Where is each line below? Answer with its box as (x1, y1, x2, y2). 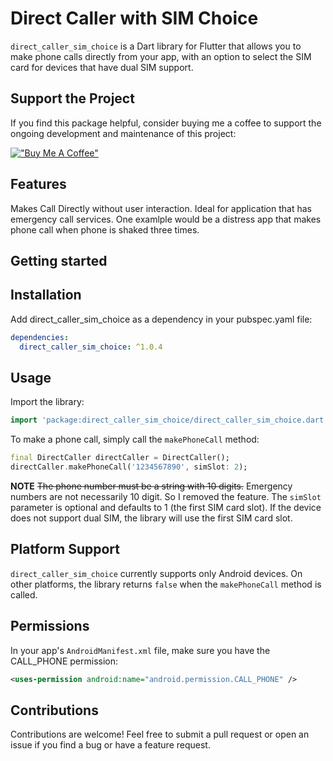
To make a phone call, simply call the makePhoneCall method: (10, 433, 260, 446)
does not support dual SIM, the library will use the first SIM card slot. (10, 512, 293, 524)
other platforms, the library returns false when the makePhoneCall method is (10, 578, 322, 590)
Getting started (10, 252, 108, 269)
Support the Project (10, 90, 135, 107)
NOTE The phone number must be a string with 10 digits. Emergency (10, 480, 293, 492)
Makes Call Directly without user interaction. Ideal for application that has (10, 202, 312, 214)
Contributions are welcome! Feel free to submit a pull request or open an (10, 728, 310, 741)
